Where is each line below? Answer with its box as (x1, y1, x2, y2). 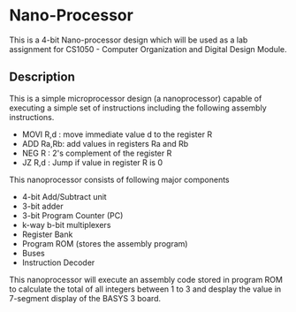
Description (9, 70, 75, 85)
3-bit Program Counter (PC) (21, 209, 124, 221)
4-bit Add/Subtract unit (21, 191, 108, 202)
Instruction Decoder (21, 257, 95, 268)
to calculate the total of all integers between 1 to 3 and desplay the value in (9, 284, 282, 294)
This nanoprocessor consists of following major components (9, 174, 230, 185)
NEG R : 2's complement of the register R (21, 148, 172, 158)
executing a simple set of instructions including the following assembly (9, 103, 267, 113)
